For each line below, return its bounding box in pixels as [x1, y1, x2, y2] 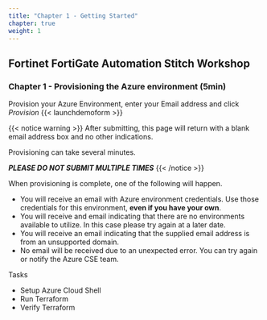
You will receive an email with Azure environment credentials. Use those [19, 194, 260, 204]
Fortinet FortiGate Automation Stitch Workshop [8, 56, 251, 70]
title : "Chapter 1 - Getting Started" [8, 11, 138, 20]
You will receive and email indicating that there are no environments [19, 211, 245, 222]
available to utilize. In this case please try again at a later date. [19, 220, 227, 230]
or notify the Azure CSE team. [19, 255, 119, 264]
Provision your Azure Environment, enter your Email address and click [8, 99, 240, 109]
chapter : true [8, 19, 56, 27]
